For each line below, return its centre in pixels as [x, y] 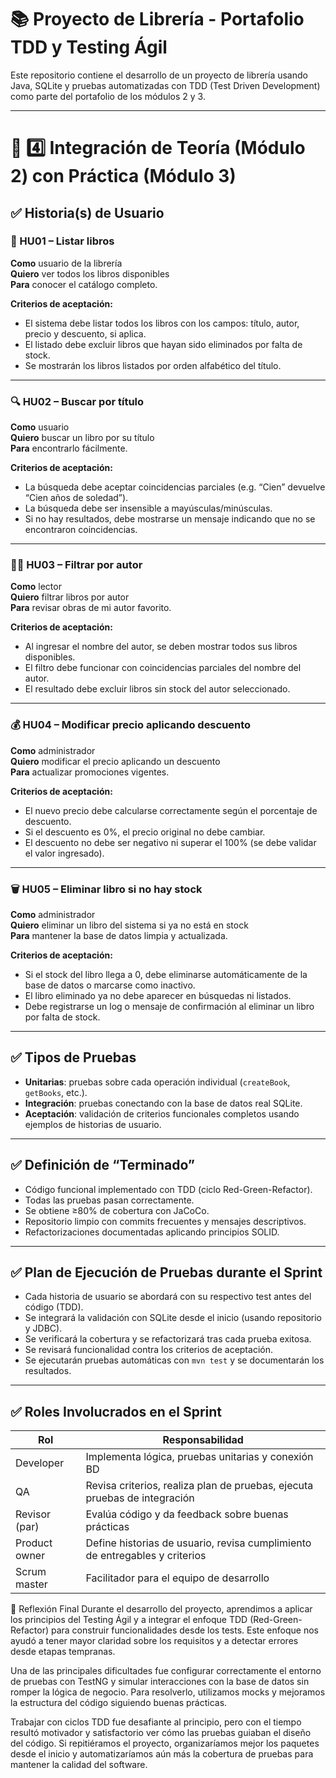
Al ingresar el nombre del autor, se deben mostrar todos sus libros [161, 647]
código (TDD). [54, 1307]
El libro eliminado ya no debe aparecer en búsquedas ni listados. [158, 995]
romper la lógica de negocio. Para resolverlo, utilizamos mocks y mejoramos [168, 1692]
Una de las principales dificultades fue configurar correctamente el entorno [166, 1671]
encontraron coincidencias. [81, 530]
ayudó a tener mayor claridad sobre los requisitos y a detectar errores [154, 1641]
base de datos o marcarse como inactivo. [110, 985]
